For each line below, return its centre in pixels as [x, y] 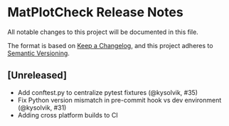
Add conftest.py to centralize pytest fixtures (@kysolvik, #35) [107, 92]
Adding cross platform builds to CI [68, 115]
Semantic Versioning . [38, 53]
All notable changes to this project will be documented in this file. [103, 32]
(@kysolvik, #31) [42, 108]
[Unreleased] [37, 75]
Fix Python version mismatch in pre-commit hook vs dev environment [119, 100]
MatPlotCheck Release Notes [95, 12]
